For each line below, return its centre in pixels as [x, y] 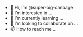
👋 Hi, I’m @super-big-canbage [41, 8]
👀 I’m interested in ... [31, 13]
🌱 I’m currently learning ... [37, 18]
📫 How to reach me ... [33, 29]
